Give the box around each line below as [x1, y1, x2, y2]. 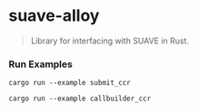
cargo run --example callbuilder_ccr [8, 94, 152, 104]
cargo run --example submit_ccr [8, 79, 131, 88]
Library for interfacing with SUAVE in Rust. [30, 35, 190, 46]
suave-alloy [8, 5, 100, 26]
